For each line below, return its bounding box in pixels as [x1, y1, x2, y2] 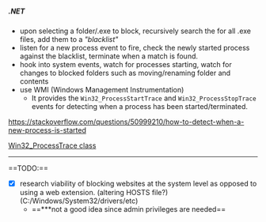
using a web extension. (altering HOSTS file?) [19, 188, 169, 198]
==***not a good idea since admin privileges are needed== [31, 205, 226, 214]
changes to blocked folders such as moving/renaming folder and [19, 68, 231, 77]
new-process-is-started [8, 125, 87, 134]
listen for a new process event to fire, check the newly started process [19, 43, 250, 52]
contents [19, 76, 49, 86]
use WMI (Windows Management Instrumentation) [19, 85, 184, 94]
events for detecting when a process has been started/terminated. [31, 101, 248, 111]
